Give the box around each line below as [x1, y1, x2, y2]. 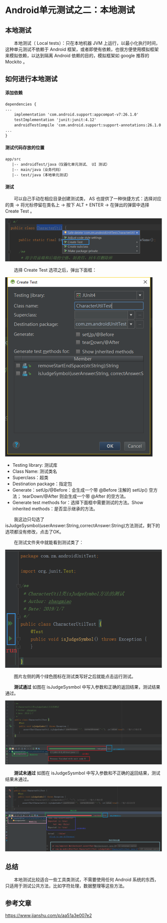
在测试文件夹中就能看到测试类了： [13, 539, 83, 545]
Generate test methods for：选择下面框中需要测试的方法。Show [12, 499, 143, 505]
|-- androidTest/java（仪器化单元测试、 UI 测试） [11, 162, 110, 167]
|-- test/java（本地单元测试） [11, 173, 71, 178]
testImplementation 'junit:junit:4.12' [14, 118, 97, 123]
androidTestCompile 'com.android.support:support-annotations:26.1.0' [14, 123, 164, 128]
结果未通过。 [5, 776, 31, 782]
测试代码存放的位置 [5, 145, 45, 151]
